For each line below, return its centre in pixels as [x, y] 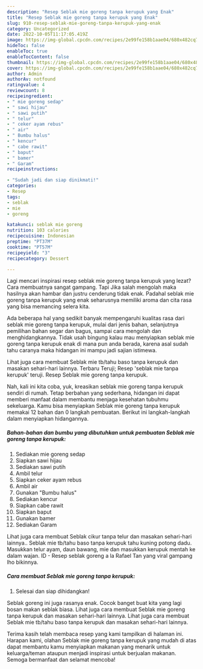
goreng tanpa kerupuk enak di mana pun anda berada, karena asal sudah [98, 344]
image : [15, 40]
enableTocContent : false [38, 57]
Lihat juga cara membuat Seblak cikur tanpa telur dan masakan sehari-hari [99, 537]
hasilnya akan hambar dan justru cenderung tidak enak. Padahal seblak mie [101, 294]
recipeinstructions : [33, 169]
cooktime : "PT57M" [30, 247]
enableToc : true [27, 51]
